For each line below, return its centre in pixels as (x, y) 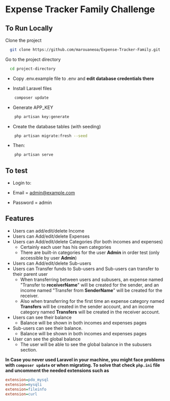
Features (20, 219)
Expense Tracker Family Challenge (80, 9)
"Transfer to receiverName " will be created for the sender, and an (90, 285)
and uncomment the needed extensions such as (57, 370)
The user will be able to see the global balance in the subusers (86, 344)
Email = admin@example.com (44, 193)
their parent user (30, 274)
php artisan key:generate (42, 117)
